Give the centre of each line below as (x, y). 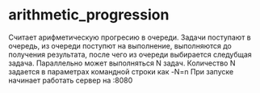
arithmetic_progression (89, 15)
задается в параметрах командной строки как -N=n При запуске (121, 71)
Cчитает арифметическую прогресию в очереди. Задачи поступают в (130, 37)
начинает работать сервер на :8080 (71, 80)
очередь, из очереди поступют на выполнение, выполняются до (120, 45)
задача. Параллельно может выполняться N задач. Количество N (122, 63)
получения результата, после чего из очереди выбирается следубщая (130, 54)
